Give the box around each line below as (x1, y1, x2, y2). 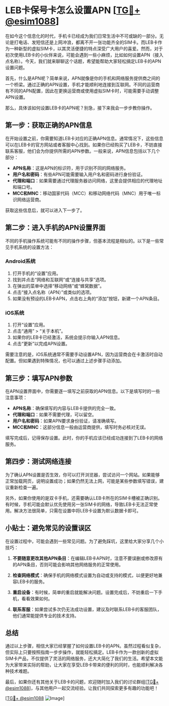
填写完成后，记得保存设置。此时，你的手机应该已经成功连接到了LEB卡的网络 (5, 435, 163, 441)
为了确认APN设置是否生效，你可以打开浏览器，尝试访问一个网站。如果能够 (5, 472, 160, 478)
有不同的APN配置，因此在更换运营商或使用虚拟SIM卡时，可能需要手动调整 (5, 88, 159, 94)
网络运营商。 (17, 196, 44, 202)
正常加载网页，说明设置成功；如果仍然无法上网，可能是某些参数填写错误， (5, 478, 159, 484)
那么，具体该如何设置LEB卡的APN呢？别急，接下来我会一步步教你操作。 (5, 104, 155, 111)
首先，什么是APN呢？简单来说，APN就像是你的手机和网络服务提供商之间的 (5, 75, 160, 81)
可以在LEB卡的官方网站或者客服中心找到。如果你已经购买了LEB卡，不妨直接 (5, 142, 162, 148)
